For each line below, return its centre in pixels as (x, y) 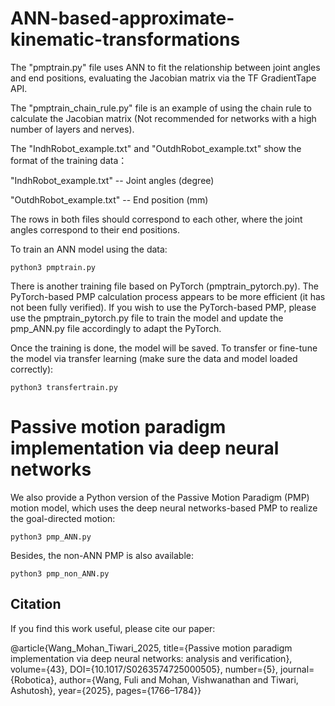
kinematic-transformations (125, 39)
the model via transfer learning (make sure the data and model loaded (154, 358)
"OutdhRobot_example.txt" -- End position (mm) (109, 199)
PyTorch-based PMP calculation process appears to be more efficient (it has (168, 296)
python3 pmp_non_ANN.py (60, 573)
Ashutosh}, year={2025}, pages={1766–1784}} (106, 690)
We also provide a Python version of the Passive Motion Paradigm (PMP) (160, 497)
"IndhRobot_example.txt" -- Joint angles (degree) (112, 180)
